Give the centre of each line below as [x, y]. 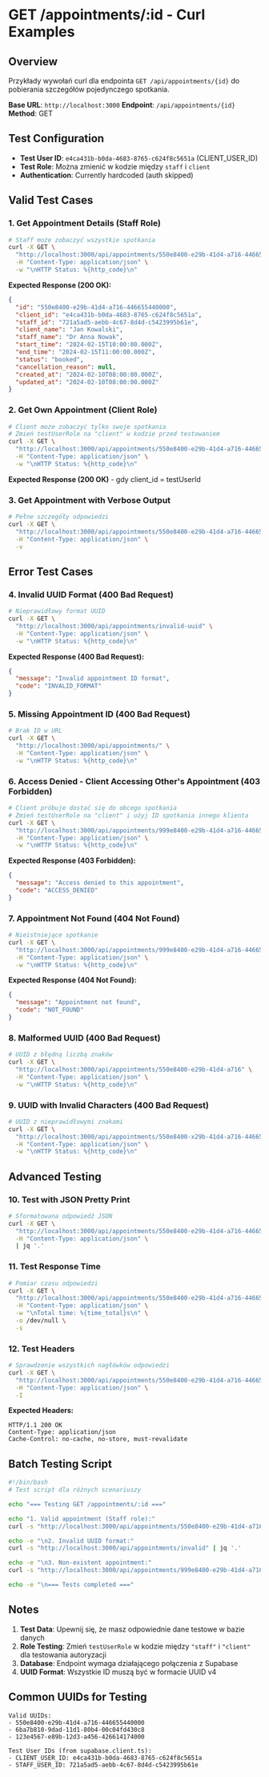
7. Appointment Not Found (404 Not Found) [94, 918]
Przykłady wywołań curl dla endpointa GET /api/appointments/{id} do [124, 81]
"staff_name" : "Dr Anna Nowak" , [70, 337]
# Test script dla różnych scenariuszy [75, 1490]
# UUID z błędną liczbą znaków [60, 1055]
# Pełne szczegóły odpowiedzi [59, 517]
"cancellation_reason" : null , [66, 367]
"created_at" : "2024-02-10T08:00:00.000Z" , [89, 374]
